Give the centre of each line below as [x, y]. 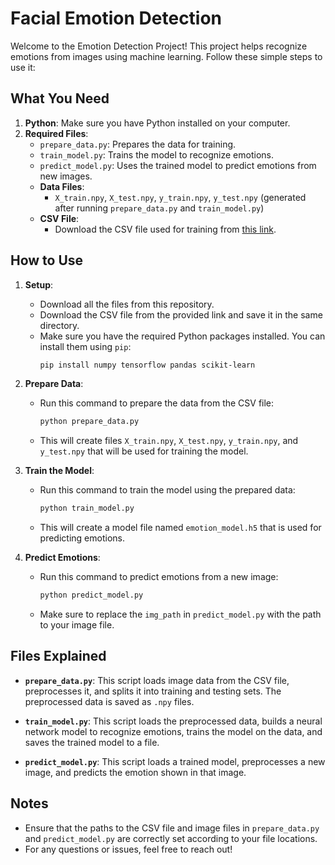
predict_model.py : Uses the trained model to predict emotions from [178, 165]
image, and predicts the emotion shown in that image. [135, 772]
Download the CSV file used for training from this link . [165, 229]
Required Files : [56, 133]
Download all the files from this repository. [127, 304]
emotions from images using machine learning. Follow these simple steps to [166, 56]
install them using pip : [85, 346]
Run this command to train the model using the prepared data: [167, 490]
